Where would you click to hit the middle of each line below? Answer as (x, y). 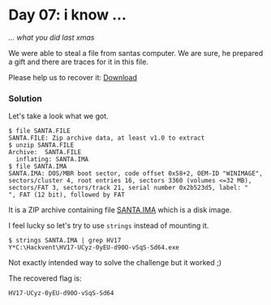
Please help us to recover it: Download (73, 77)
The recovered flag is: (45, 278)
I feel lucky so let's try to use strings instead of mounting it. (109, 226)
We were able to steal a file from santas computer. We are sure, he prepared (136, 53)
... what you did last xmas (52, 37)
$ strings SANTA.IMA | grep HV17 (65, 241)
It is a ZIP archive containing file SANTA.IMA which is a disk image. (120, 210)
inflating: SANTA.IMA (52, 160)
